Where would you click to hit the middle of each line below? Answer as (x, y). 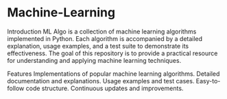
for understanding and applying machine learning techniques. (94, 60)
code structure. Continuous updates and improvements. (105, 88)
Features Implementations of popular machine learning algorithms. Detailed (113, 74)
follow (16, 88)
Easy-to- (208, 81)
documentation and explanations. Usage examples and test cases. (101, 81)
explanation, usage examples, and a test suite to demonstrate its (98, 46)
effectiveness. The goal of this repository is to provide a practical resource (112, 53)
